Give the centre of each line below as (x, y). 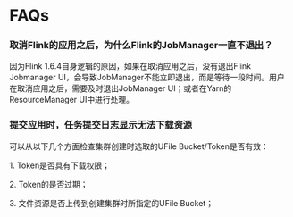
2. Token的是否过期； (49, 184)
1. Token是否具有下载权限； (59, 165)
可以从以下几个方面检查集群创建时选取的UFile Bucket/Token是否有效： (139, 146)
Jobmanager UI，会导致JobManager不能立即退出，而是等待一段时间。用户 (147, 78)
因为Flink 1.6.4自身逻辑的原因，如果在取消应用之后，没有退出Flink (130, 66)
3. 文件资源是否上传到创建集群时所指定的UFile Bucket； (112, 203)
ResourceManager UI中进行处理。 (72, 100)
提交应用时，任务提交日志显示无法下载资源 (101, 125)
